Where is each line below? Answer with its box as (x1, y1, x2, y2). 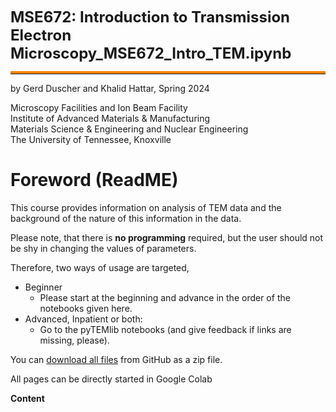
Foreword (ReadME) (10, 169, 179, 192)
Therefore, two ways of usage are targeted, (10, 261, 190, 273)
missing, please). (39, 334, 110, 346)
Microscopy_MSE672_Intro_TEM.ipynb (10, 44, 292, 63)
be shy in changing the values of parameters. (10, 242, 197, 254)
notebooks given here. (39, 302, 133, 314)
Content (10, 392, 45, 404)
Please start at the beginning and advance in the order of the (39, 291, 291, 303)
